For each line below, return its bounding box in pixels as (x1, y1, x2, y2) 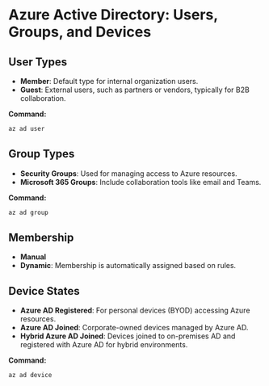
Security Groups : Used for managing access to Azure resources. (19, 168, 237, 178)
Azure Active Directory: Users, (8, 6, 218, 24)
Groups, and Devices (8, 23, 152, 41)
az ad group (8, 208, 48, 216)
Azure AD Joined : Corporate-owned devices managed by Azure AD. (19, 323, 249, 333)
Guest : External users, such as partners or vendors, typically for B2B (19, 85, 250, 94)
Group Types (8, 147, 75, 161)
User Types (8, 55, 68, 69)
